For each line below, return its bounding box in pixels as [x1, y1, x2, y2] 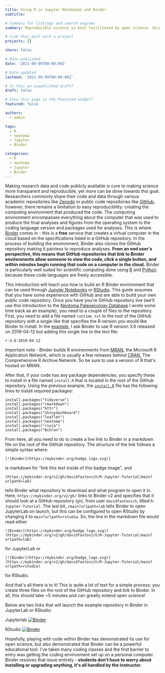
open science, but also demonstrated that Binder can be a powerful [5, 641, 142, 647]
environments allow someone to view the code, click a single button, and [5, 256, 157, 262]
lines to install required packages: [5, 388, 74, 394]
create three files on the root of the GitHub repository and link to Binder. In [5, 587, 156, 593]
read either [5, 519, 27, 525]
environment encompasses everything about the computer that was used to [5, 214, 159, 220]
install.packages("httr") [5, 406, 58, 411]
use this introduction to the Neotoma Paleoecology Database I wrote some [5, 303, 156, 309]
